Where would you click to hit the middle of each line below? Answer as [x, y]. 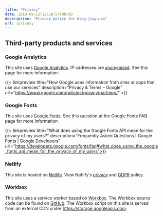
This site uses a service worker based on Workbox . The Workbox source [78, 198]
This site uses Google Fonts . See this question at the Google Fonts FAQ [76, 116]
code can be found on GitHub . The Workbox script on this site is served [77, 203]
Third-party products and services [59, 43]
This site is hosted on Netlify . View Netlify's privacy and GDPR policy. [74, 174]
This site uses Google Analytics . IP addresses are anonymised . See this [77, 67]
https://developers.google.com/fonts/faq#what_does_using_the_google [86, 146]
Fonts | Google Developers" [33, 141]
